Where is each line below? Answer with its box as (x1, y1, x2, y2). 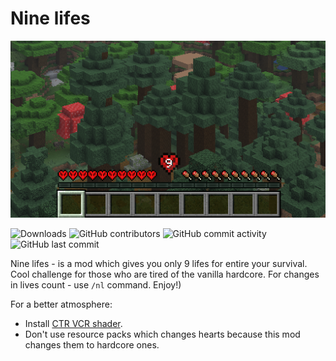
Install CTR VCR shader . (24, 318, 123, 330)
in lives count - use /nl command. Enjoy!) (10, 279, 182, 291)
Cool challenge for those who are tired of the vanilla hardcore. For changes (10, 268, 320, 281)
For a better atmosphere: (10, 298, 113, 311)
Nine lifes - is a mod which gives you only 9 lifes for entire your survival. (10, 258, 308, 270)
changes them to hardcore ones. (24, 339, 160, 351)
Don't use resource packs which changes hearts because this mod (24, 328, 301, 341)
